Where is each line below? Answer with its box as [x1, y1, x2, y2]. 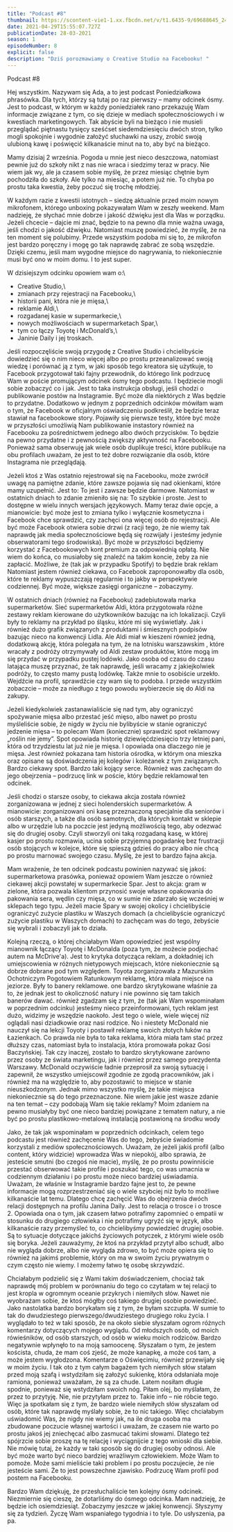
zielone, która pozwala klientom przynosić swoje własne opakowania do [7, 887, 213, 895]
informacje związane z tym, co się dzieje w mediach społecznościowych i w [7, 110, 225, 118]
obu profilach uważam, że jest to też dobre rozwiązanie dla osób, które [7, 450, 210, 459]
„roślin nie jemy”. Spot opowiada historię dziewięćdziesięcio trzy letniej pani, [7, 734, 226, 743]
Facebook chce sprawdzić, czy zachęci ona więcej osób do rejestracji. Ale [7, 516, 221, 524]
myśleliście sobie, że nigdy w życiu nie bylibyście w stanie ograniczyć [7, 720, 207, 728]
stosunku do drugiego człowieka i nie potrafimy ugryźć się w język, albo [7, 1217, 214, 1225]
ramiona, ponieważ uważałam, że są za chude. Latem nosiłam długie [7, 1377, 203, 1386]
